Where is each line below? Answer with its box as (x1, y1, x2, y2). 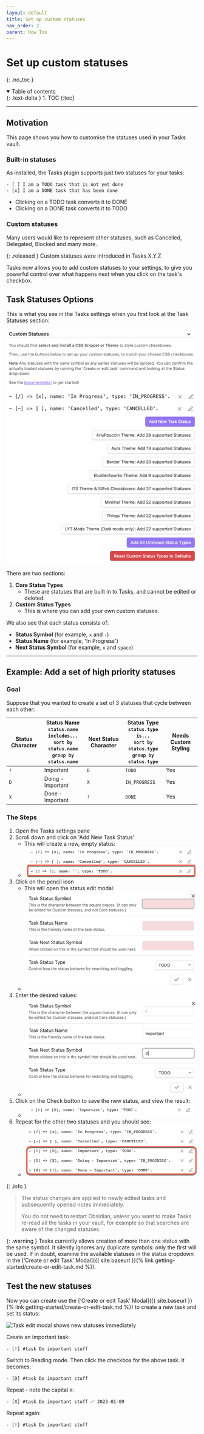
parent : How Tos (6, 29, 47, 35)
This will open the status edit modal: (24, 884, 115, 891)
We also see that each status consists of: (6, 619, 109, 626)
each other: (6, 705, 35, 713)
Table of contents (12, 88, 56, 95)
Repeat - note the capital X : (6, 1386, 74, 1394)
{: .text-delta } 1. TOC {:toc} (6, 94, 75, 101)
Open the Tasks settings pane (15, 827, 90, 834)
